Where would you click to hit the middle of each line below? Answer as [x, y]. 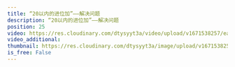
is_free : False [29, 53]
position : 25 [26, 27]
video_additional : [34, 40]
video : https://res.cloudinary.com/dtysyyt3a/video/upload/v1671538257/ [115, 33]
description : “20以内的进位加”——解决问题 [63, 20]
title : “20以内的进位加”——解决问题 [54, 14]
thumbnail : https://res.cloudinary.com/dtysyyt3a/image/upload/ [103, 46]
